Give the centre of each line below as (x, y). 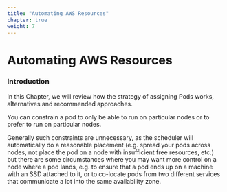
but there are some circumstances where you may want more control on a (112, 159)
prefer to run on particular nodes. (54, 124)
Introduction (28, 82)
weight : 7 (21, 26)
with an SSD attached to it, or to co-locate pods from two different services (114, 174)
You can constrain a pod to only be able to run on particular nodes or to (108, 117)
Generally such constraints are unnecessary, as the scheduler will (100, 137)
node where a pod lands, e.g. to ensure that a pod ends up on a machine (110, 167)
